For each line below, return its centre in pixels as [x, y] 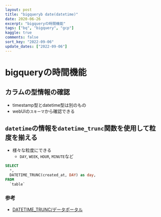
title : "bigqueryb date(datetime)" [42, 14]
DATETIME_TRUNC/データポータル [47, 210]
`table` [18, 184]
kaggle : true [19, 33]
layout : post [19, 10]
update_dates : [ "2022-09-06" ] [36, 46]
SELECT [12, 166]
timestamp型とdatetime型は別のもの [49, 105]
